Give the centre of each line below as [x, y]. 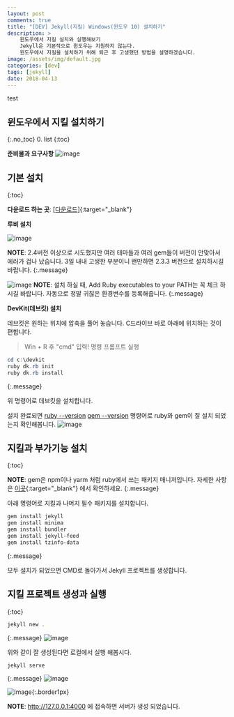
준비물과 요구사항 [31, 153]
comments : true [29, 20]
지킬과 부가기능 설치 [47, 448]
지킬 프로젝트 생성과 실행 [57, 595]
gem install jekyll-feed [43, 536]
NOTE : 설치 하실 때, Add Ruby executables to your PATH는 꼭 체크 [126, 285]
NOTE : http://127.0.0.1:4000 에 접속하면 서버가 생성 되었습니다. [94, 707]
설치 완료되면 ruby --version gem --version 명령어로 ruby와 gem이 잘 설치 [110, 415]
